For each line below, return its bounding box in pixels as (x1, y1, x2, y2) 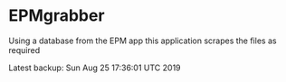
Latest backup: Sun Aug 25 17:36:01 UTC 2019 (8, 62, 182, 73)
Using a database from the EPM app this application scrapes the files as (8, 35, 277, 46)
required (8, 44, 41, 55)
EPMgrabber (8, 5, 105, 26)
